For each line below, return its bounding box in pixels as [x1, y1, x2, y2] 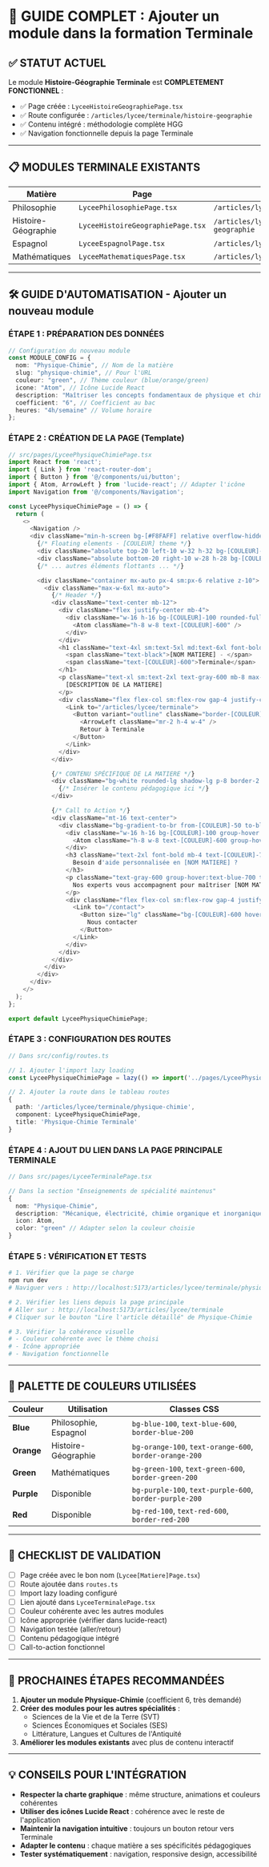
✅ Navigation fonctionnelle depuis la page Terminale [19, 128, 194, 138]
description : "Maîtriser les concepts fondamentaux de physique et [15, 391, 246, 399]
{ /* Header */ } [50, 591, 102, 599]
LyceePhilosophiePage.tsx [78, 203, 178, 212]
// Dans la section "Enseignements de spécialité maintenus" [8, 1187, 217, 1195]
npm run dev [8, 1276, 48, 1284]
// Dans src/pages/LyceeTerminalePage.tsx [8, 1173, 152, 1181]
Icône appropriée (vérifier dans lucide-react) [19, 1615, 168, 1625]
